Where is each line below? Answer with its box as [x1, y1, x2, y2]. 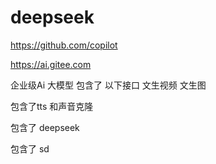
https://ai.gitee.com [10, 58, 92, 70]
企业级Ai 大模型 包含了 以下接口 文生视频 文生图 [10, 79, 207, 91]
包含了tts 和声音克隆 [10, 100, 94, 112]
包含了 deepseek [10, 121, 80, 133]
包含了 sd [10, 142, 50, 155]
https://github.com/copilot [10, 39, 118, 51]
